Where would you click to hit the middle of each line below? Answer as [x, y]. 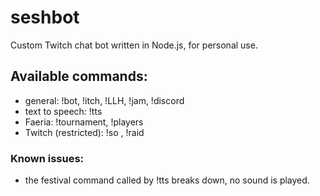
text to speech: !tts [63, 111]
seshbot [45, 17]
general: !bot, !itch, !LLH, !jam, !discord [104, 100]
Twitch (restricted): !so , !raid [84, 132]
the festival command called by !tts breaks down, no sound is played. [167, 180]
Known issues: [47, 158]
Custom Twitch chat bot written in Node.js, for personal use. [134, 45]
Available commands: [79, 76]
